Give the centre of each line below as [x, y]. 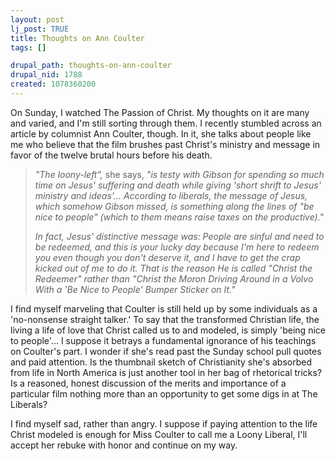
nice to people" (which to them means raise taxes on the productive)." [179, 217]
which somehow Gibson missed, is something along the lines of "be [174, 206]
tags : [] [28, 47]
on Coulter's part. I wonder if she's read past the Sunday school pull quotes [166, 351]
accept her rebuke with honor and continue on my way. [124, 445]
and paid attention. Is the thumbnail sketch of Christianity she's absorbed [161, 362]
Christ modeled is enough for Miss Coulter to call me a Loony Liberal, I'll [159, 434]
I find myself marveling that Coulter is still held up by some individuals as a [164, 308]
